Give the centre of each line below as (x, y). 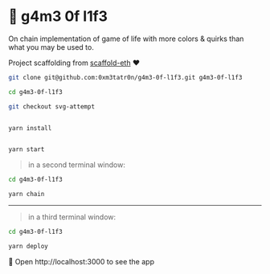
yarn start (27, 149)
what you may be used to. (51, 47)
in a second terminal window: (77, 165)
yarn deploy (28, 246)
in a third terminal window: (72, 217)
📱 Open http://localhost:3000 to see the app (82, 261)
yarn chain (27, 194)
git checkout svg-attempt (51, 106)
